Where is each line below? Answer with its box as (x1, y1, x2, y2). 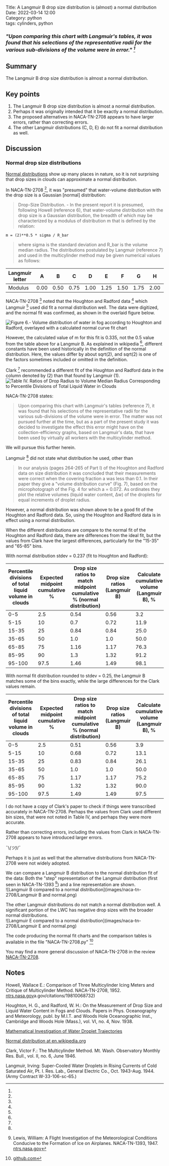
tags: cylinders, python (6, 20, 53, 26)
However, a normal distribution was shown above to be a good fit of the (6, 506, 153, 512)
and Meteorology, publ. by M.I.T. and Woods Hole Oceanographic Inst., (6, 1013, 152, 1019)
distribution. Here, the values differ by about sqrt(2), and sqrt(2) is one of (6, 351, 157, 357)
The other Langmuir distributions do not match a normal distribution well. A (6, 902, 161, 908)
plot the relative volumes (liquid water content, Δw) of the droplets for (18, 491, 162, 497)
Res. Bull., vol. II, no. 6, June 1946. (6, 1052, 77, 1059)
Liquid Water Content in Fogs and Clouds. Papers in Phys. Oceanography (6, 1007, 157, 1014)
